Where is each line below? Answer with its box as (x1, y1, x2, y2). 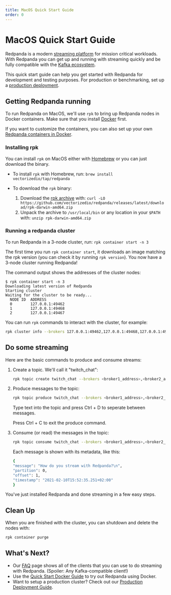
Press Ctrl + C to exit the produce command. (12, 420, 107, 426)
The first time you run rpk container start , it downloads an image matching (5, 249, 165, 255)
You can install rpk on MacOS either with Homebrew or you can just (5, 156, 147, 162)
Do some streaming (5, 343, 69, 352)
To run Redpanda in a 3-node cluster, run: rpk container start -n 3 (5, 239, 149, 245)
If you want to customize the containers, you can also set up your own (5, 126, 153, 132)
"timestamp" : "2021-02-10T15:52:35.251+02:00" (12, 478, 113, 483)
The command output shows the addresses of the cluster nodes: (5, 269, 141, 275)
